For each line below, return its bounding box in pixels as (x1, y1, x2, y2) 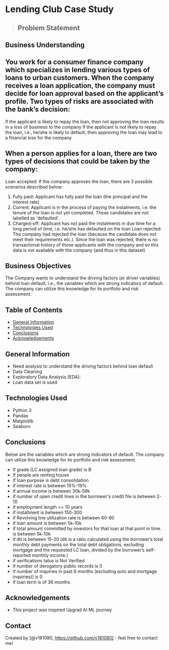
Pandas (12, 412, 29, 419)
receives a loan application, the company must (5, 82, 155, 90)
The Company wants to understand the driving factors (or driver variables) (5, 275, 160, 281)
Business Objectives (5, 261, 72, 270)
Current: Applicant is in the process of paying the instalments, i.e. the (12, 204, 157, 210)
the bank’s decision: (5, 105, 71, 114)
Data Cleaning (12, 369, 42, 375)
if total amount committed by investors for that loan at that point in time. (12, 525, 162, 531)
